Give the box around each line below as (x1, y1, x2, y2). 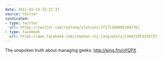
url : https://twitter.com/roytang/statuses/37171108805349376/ (9, 25, 140, 30)
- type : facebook (5, 29, 40, 34)
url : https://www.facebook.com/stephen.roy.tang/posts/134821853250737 (9, 34, 158, 39)
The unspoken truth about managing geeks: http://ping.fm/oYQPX (5, 47, 137, 53)
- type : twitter (5, 20, 38, 26)
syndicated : (5, 16, 29, 21)
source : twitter (5, 12, 38, 16)
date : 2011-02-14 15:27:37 (5, 7, 60, 12)
